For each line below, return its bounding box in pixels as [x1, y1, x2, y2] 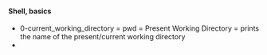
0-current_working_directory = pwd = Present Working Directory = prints [19, 24, 260, 33]
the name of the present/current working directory [19, 32, 186, 42]
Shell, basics [8, 6, 52, 16]
